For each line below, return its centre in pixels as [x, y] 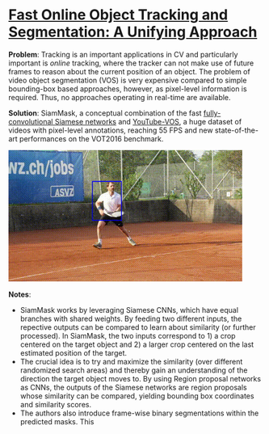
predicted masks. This [57, 421]
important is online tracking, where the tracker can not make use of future [131, 63]
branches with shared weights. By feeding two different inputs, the [131, 318]
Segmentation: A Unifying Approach [133, 32]
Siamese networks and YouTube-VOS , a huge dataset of [148, 121]
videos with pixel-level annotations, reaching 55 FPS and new [111, 130]
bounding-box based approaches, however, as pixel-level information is [128, 88]
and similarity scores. [55, 404]
